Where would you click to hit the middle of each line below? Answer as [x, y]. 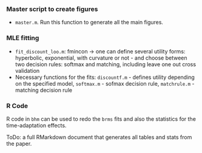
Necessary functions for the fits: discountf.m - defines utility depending [105, 77]
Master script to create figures [52, 9]
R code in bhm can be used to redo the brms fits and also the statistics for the [101, 119]
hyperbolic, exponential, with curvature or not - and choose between [101, 58]
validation [27, 70]
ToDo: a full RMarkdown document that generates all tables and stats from [99, 137]
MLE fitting [23, 38]
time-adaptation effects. [36, 125]
